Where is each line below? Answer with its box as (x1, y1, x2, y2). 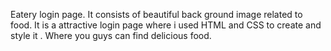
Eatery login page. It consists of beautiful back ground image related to (10, 9, 303, 20)
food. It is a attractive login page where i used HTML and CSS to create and (10, 19, 322, 31)
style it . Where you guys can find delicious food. (10, 30, 212, 41)
